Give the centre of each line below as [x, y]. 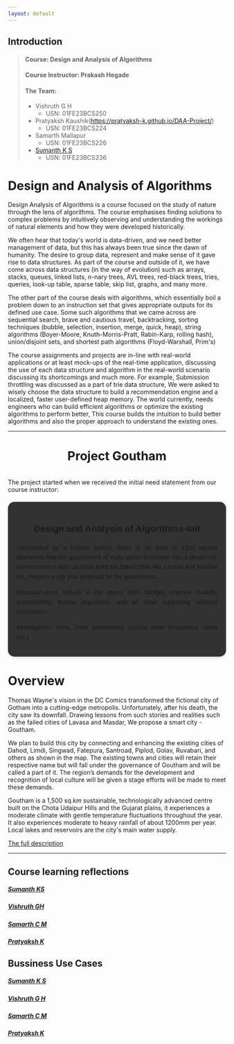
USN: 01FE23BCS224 [76, 128]
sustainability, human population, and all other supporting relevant [117, 602]
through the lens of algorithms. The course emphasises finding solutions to [115, 212]
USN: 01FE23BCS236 [76, 158]
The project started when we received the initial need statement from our [112, 482]
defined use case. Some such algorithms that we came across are [102, 313]
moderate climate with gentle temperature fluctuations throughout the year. [115, 815]
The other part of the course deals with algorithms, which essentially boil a [114, 297]
